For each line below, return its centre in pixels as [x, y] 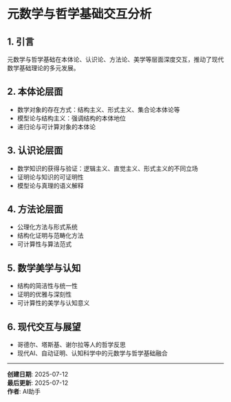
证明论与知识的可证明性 [50, 177]
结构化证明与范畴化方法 [50, 236]
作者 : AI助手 [24, 392]
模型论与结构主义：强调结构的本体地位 [71, 118]
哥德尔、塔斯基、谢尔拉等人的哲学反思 [71, 345]
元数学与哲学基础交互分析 [80, 14]
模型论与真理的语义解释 [50, 186]
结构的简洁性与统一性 [47, 286]
